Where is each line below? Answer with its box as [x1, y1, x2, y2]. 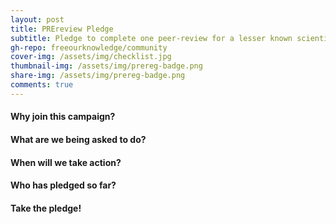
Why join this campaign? [10, 111, 116, 123]
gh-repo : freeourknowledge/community [10, 42, 168, 53]
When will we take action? [10, 156, 122, 168]
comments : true [10, 80, 74, 90]
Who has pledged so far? [10, 179, 117, 191]
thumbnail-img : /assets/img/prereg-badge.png [10, 61, 203, 71]
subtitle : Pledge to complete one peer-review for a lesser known [10, 33, 293, 43]
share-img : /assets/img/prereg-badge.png [10, 71, 186, 81]
